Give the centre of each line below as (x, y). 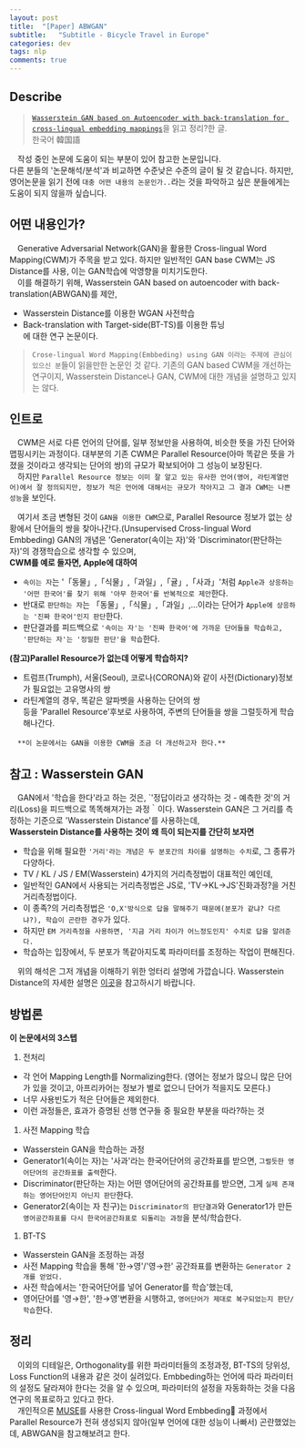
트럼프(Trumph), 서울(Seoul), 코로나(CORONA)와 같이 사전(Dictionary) (151, 678)
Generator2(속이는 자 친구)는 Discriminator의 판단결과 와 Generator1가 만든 (158, 1207)
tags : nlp (28, 52)
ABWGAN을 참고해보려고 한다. (76, 1433)
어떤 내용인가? (47, 224)
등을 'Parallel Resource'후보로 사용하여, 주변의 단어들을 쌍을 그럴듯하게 (150, 712)
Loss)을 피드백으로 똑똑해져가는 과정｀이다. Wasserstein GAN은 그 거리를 (152, 809)
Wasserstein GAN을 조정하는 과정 (83, 1255)
